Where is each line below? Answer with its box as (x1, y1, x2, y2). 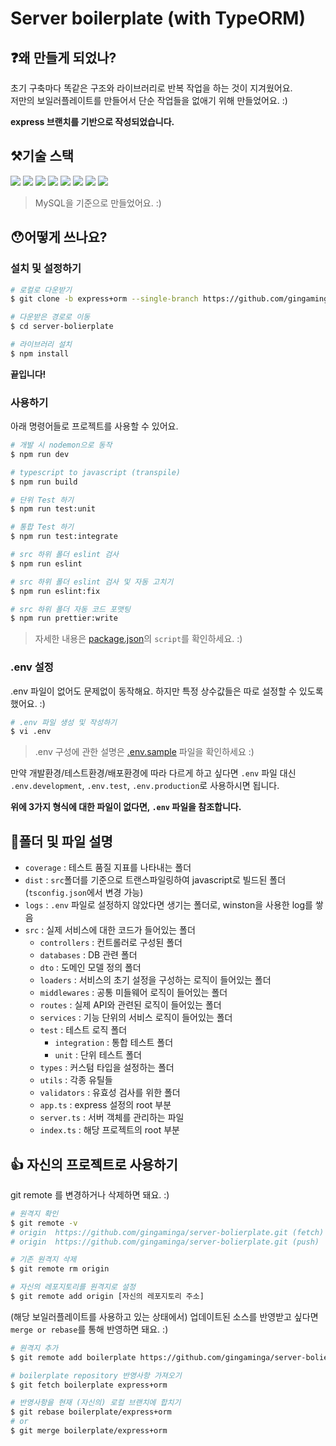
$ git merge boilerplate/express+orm (10, 1426, 168, 1436)
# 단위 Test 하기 (10, 495, 75, 505)
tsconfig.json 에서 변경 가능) (28, 887, 144, 899)
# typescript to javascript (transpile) (10, 467, 182, 477)
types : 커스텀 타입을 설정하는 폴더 (39, 1062, 175, 1074)
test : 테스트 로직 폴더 (39, 1024, 128, 1036)
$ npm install (10, 348, 70, 359)
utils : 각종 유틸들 (39, 1074, 113, 1086)
